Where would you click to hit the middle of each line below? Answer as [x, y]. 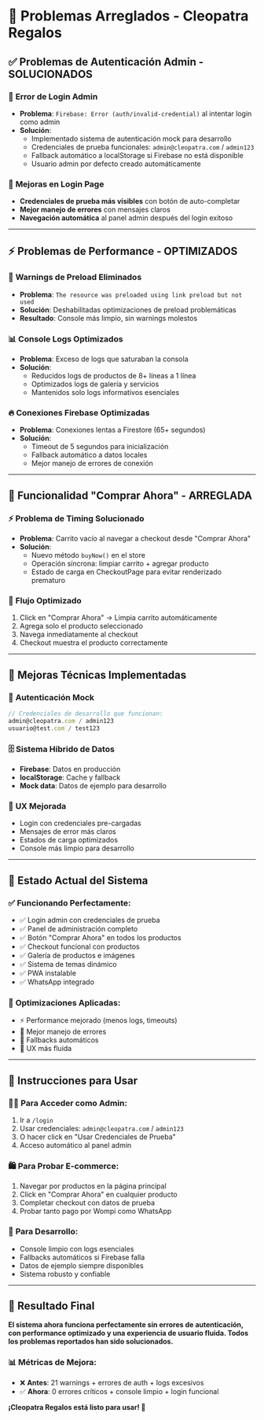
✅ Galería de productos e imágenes [77, 956]
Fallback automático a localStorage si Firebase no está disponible [137, 155]
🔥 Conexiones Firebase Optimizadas [79, 413]
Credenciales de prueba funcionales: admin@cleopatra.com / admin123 [143, 147]
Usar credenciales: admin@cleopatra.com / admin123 [102, 1129]
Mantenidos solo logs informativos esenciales [105, 393]
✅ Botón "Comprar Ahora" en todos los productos [101, 938]
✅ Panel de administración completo [79, 929]
